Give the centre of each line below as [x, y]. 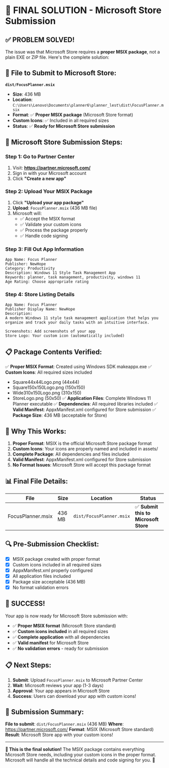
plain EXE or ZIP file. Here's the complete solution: [57, 57]
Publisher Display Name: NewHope [40, 309]
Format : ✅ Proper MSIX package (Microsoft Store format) [73, 115]
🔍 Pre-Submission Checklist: [52, 544]
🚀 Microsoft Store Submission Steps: [64, 142]
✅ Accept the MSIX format [48, 218]
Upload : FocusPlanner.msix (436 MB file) [55, 208]
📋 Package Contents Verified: [54, 352]
